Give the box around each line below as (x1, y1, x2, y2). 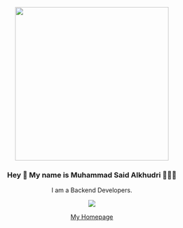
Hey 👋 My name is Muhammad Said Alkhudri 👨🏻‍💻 (6, 170, 177, 180)
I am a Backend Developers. (51, 186, 133, 194)
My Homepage (70, 213, 114, 221)
